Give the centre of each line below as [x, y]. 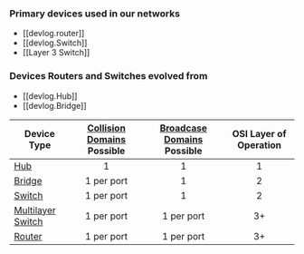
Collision [107, 128]
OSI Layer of [259, 133]
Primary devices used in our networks [95, 14]
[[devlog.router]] [53, 34]
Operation [260, 145]
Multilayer [35, 210]
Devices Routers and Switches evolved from [109, 76]
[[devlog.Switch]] [55, 43]
